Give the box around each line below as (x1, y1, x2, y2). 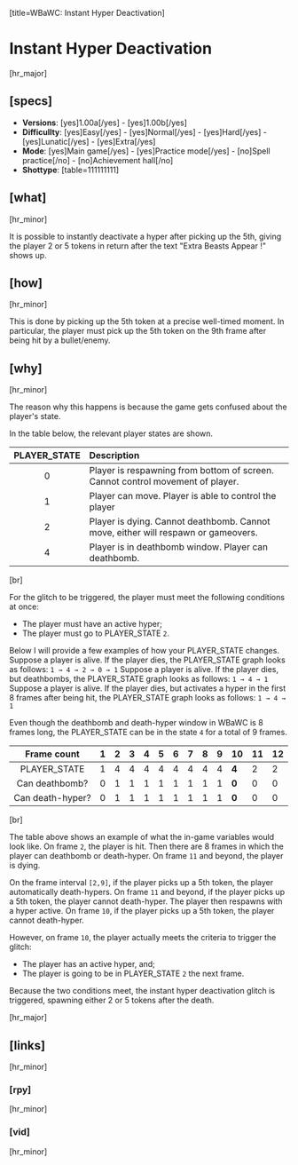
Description (89, 449, 140, 462)
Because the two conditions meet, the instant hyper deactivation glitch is (9, 986, 276, 996)
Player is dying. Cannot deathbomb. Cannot (89, 515, 271, 527)
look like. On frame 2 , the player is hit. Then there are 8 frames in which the (9, 841, 284, 852)
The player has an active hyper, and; (21, 959, 155, 970)
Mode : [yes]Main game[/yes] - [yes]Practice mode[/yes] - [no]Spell (21, 146, 271, 156)
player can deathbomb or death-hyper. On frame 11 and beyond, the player (9, 851, 284, 861)
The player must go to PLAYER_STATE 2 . (21, 628, 170, 638)
